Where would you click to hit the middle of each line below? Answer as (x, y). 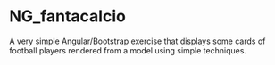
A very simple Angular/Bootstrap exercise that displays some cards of (137, 41)
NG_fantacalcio (68, 16)
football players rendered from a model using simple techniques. (128, 50)
